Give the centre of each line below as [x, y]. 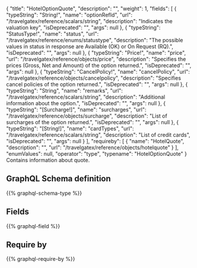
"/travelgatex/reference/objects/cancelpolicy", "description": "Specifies [94, 78]
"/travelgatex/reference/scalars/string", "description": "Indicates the [90, 21]
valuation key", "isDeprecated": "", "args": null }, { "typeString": [83, 27]
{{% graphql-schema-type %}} [44, 193]
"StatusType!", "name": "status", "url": [53, 34]
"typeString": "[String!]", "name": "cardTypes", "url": [70, 128]
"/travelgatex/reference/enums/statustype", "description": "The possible [95, 40]
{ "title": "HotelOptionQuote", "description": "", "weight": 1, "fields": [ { [91, 9]
